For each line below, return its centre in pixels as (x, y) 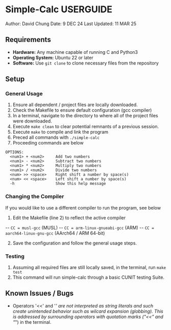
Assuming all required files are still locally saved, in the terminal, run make (89, 267)
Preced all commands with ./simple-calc (56, 137)
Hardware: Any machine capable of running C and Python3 (75, 52)
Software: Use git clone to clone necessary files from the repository (86, 63)
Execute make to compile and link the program (60, 132)
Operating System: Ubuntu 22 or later (53, 57)
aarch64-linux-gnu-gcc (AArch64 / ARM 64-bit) (55, 233)
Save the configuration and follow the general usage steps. (75, 243)
